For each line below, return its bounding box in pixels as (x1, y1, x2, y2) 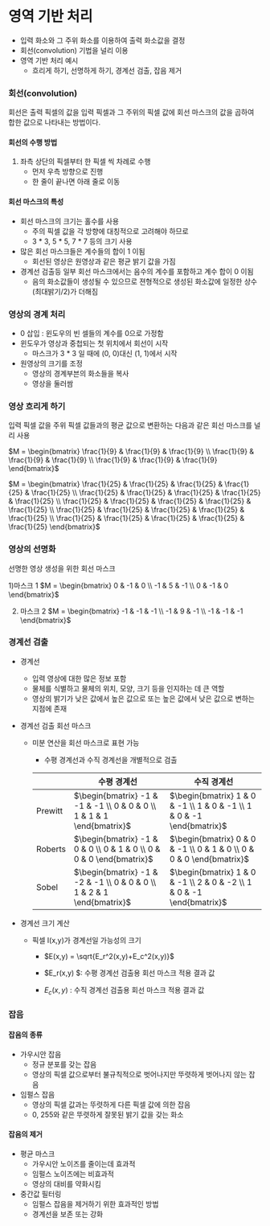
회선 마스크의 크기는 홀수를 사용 (19, 216, 119, 226)
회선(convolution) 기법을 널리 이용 (19, 45, 129, 55)
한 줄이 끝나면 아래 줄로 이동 (31, 177, 121, 187)
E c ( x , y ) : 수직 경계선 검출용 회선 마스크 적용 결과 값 (43, 985, 205, 997)
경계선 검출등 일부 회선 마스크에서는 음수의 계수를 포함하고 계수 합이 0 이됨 (19, 266, 255, 276)
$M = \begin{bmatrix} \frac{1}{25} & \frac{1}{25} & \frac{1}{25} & (8, 479, 223, 489)
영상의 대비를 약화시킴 (31, 1179, 102, 1188)
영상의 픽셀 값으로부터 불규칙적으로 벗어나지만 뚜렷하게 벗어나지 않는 (31, 1069, 247, 1079)
